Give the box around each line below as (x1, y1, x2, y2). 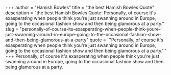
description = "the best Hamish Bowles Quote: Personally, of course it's (5, 10, 156, 16)
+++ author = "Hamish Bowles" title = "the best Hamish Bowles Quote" (5, 5, 155, 10)
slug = (5, 26, 19, 32)
